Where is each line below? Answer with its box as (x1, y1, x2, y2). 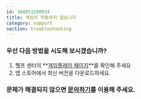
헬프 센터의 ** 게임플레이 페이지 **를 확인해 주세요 (15, 62, 131, 69)
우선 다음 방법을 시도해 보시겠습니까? (6, 46, 107, 55)
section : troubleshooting (6, 25, 71, 32)
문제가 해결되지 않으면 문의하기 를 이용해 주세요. (6, 86, 136, 94)
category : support (6, 20, 53, 26)
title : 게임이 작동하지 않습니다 (6, 14, 77, 21)
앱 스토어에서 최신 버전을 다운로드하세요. (15, 69, 111, 76)
